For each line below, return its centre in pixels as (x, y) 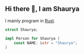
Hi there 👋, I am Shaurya (42, 9)
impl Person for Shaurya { (32, 38)
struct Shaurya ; (21, 30)
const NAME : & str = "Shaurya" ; (46, 43)
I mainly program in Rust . (30, 20)
